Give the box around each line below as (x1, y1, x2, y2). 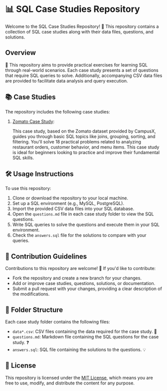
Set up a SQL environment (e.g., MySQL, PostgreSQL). (12, 200, 125, 206)
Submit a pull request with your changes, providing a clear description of (12, 285, 162, 292)
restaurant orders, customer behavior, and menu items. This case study (12, 144, 160, 150)
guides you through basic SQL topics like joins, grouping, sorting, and (12, 133, 156, 139)
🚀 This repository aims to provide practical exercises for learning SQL (5, 61, 148, 67)
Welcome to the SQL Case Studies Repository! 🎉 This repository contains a (5, 23, 159, 29)
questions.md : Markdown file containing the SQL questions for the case (12, 334, 159, 339)
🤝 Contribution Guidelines (5, 252, 87, 260)
